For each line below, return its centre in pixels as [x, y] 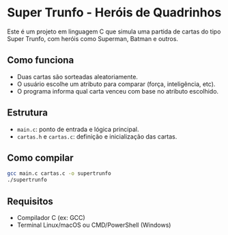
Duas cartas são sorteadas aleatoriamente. [77, 77]
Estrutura [28, 113]
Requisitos [30, 201]
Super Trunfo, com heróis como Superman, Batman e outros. [93, 38]
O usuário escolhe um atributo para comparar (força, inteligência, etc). [116, 84]
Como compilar [40, 157]
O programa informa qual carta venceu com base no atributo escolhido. [118, 91]
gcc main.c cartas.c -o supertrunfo [59, 174]
